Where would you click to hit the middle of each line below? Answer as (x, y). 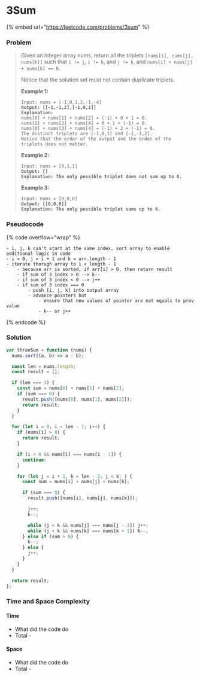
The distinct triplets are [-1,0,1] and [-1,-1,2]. (87, 134)
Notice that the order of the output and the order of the (96, 139)
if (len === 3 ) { (33, 383)
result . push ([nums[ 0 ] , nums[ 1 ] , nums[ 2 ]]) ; (77, 399)
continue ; (34, 460)
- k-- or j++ (54, 311)
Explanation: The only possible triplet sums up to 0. (91, 209)
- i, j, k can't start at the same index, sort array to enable (88, 248)
